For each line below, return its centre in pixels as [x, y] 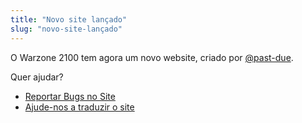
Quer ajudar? [37, 77]
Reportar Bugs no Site [70, 96]
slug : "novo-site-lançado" [66, 29]
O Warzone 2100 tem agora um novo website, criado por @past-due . [152, 57]
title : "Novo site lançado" [69, 19]
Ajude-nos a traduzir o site [79, 107]
